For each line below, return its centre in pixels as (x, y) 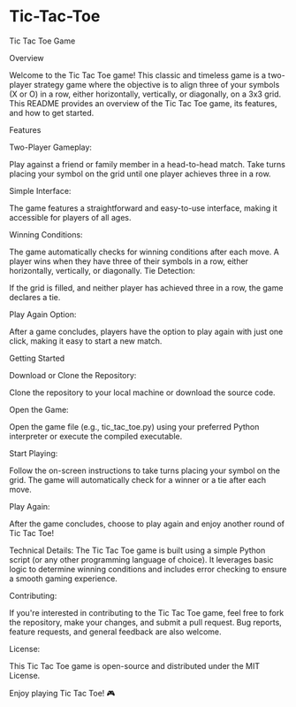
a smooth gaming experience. (63, 579)
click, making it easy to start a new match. (86, 341)
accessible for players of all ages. (70, 217)
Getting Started (37, 358)
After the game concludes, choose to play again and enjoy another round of (147, 524)
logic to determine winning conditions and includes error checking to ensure (148, 569)
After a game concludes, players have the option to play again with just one (146, 331)
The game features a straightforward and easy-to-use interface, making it (144, 208)
